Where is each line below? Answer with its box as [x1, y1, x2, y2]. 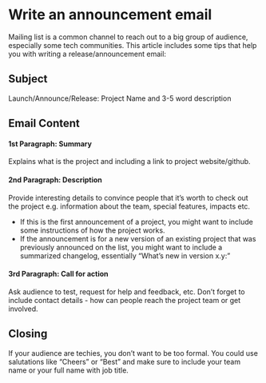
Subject [8, 72, 48, 86]
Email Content [8, 117, 80, 130]
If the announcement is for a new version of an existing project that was [19, 233, 256, 243]
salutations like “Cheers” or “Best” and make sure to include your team [8, 357, 241, 366]
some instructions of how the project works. [19, 225, 165, 235]
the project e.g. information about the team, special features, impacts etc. [8, 201, 250, 211]
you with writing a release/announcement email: [8, 49, 166, 58]
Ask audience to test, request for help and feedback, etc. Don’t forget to [8, 286, 245, 297]
